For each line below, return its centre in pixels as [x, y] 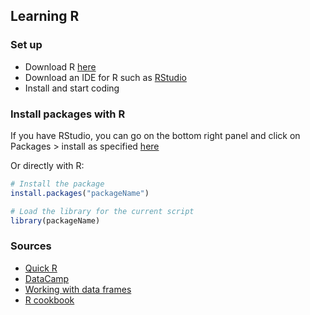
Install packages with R [68, 114]
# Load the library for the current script [102, 211]
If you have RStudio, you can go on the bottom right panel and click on [155, 135]
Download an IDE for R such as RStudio [105, 77]
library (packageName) [55, 220]
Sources [31, 246]
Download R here [60, 66]
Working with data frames [78, 289]
